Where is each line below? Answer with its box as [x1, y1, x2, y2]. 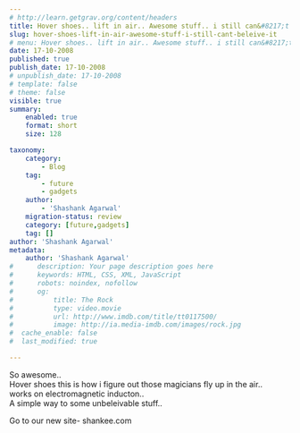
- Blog [41, 162, 66, 171]
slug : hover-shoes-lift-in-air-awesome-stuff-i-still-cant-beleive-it [9, 30, 278, 38]
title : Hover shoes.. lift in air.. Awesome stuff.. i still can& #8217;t [9, 21, 290, 30]
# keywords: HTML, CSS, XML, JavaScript [9, 270, 181, 280]
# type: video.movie [9, 303, 122, 313]
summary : [9, 105, 42, 114]
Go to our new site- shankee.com [9, 415, 132, 426]
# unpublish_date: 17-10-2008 [9, 72, 122, 81]
